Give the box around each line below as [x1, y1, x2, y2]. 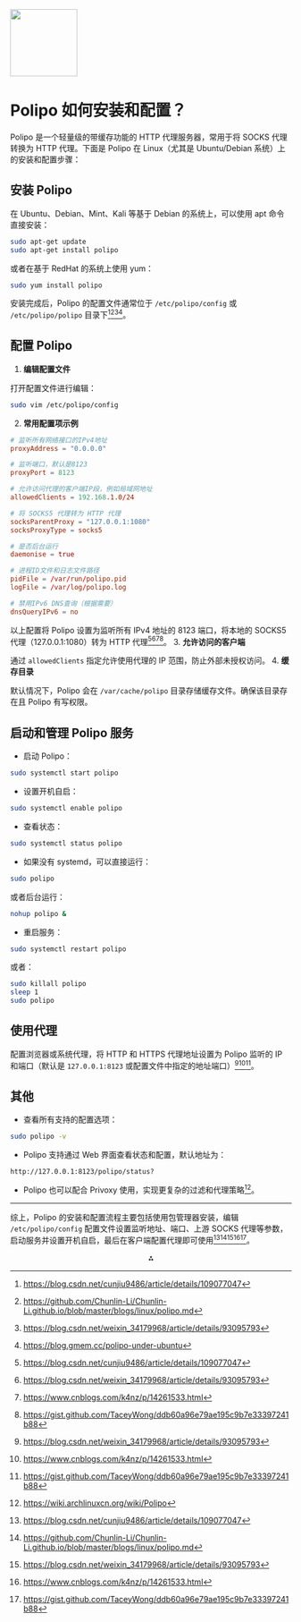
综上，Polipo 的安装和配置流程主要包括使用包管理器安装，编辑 [10, 1211, 239, 1222]
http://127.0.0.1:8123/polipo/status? [10, 1168, 155, 1176]
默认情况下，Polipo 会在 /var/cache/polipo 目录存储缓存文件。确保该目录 [10, 685, 280, 696]
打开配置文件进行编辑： [10, 382, 96, 393]
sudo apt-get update [10, 237, 88, 246]
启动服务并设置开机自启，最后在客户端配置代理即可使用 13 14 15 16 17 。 [10, 1233, 255, 1245]
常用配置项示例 [22, 418, 79, 429]
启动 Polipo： [22, 751, 72, 761]
